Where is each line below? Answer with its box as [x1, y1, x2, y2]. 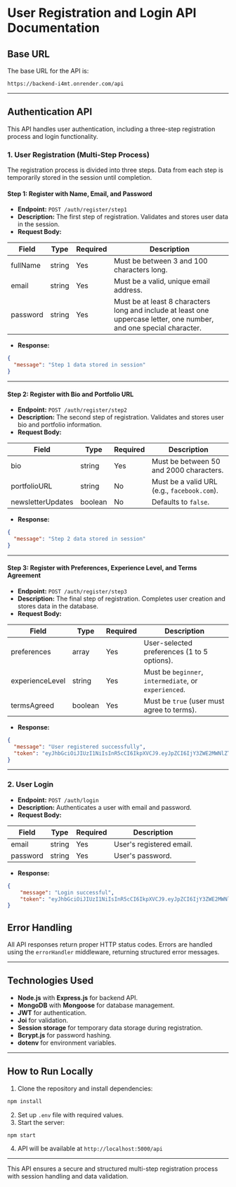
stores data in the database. [17, 601, 99, 610]
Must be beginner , [143, 667, 204, 677]
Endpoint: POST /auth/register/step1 [17, 205, 128, 214]
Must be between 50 [151, 457, 221, 467]
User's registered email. [113, 839, 193, 849]
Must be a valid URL [151, 477, 218, 487]
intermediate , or [143, 675, 198, 685]
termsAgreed [11, 700, 55, 710]
